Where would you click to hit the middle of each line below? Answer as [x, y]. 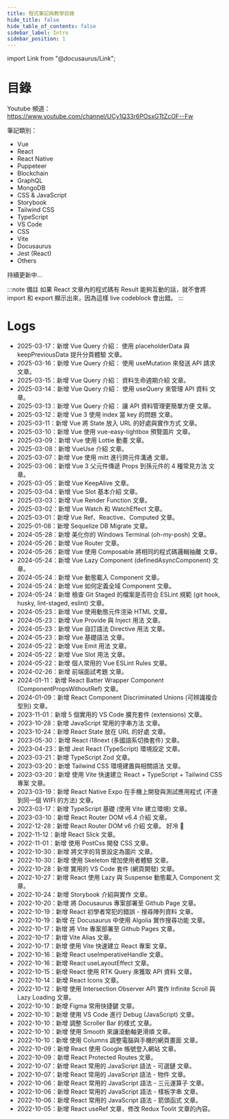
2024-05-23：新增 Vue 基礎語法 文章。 [72, 637]
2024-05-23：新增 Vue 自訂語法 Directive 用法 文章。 [93, 629]
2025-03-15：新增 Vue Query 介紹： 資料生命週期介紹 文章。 [103, 380]
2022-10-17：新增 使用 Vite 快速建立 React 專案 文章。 [94, 946]
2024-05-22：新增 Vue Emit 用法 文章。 [73, 646]
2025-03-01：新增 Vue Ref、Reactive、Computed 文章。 [98, 517]
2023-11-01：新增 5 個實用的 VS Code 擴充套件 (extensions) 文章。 [111, 714]
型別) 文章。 [34, 706]
